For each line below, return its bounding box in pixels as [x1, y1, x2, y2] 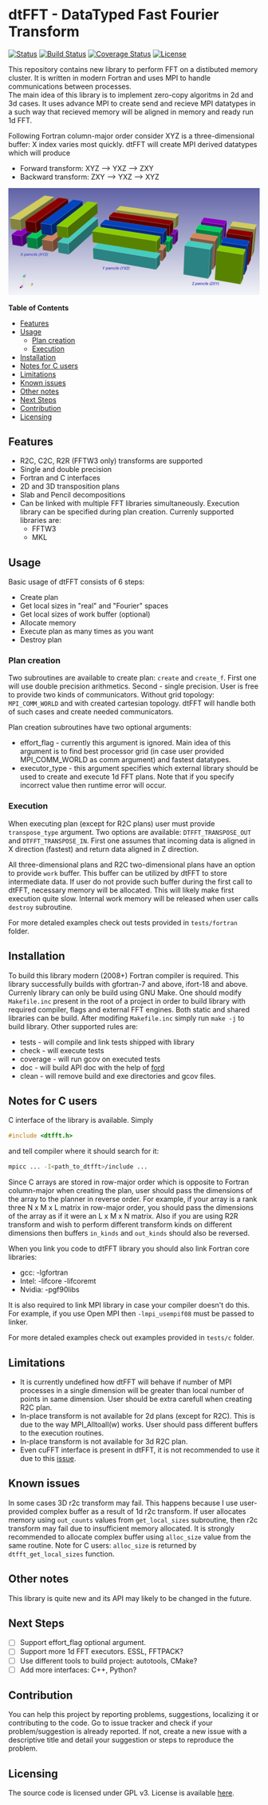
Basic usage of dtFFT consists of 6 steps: [8, 577, 145, 587]
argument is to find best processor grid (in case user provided [19, 746, 225, 757]
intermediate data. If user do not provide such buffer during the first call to [8, 877, 253, 886]
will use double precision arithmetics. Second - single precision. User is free [8, 681, 259, 691]
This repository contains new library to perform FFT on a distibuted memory [8, 64, 258, 74]
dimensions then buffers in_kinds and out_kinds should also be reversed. [8, 1228, 250, 1238]
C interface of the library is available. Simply [8, 1116, 154, 1125]
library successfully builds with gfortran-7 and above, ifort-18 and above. [8, 979, 248, 988]
